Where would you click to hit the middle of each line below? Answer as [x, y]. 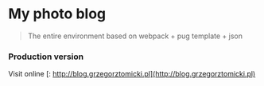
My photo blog [57, 14]
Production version [46, 57]
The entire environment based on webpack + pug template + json [135, 36]
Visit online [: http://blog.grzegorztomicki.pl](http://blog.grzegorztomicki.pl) [132, 74]
